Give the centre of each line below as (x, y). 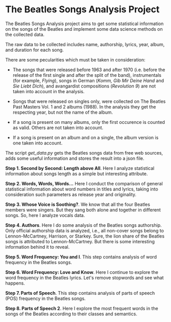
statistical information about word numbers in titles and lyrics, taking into (82, 189)
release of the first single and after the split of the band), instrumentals (87, 75)
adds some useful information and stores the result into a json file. (75, 158)
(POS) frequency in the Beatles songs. (45, 298)
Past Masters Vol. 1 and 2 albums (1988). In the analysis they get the (84, 106)
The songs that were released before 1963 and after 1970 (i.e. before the (89, 70)
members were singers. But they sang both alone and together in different (83, 210)
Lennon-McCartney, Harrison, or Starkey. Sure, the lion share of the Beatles (85, 236)
